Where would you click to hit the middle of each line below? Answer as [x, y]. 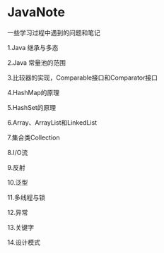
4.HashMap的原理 [34, 92]
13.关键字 [21, 227]
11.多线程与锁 [27, 197]
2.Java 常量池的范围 [36, 62]
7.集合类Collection [34, 137]
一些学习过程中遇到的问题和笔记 [54, 32]
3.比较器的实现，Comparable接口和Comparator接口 [82, 78]
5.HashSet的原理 [32, 107]
